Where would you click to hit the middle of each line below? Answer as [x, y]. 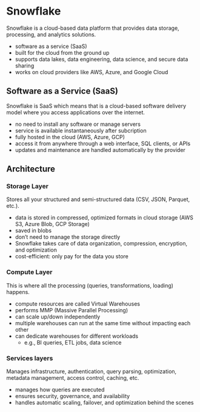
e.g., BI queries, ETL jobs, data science [73, 342]
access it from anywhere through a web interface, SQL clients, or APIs [103, 143]
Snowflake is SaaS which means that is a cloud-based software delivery [96, 106]
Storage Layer [27, 187]
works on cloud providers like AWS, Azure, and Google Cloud [92, 72]
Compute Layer [29, 272]
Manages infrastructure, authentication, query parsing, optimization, [92, 371]
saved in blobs [33, 231]
